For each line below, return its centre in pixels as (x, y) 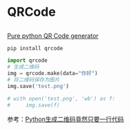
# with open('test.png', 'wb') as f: (61, 98)
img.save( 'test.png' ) (38, 86)
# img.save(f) (33, 105)
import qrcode (28, 61)
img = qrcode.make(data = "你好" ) (52, 74)
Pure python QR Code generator (53, 36)
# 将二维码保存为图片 (33, 80)
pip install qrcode (35, 48)
